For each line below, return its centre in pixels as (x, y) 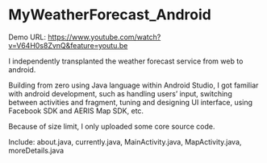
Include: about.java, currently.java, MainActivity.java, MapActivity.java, (125, 141)
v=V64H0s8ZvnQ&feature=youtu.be (68, 45)
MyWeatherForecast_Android (110, 15)
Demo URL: (27, 37)
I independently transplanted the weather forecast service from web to (126, 61)
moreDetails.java (36, 150)
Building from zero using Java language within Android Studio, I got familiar (133, 85)
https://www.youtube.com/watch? (104, 37)
